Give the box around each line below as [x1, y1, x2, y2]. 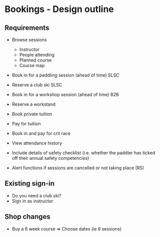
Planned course [19, 57, 52, 63]
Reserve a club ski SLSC [11, 82, 62, 88]
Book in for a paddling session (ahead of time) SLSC [11, 72, 120, 78]
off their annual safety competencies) [11, 155, 89, 161]
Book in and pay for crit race [11, 130, 71, 136]
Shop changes [4, 212, 51, 221]
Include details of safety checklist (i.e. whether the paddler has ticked [11, 150, 156, 156]
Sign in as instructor [11, 198, 53, 204]
